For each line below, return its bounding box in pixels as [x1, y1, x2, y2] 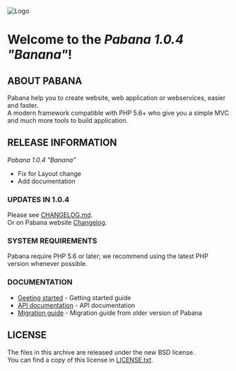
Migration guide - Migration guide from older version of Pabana [17, 309, 203, 317]
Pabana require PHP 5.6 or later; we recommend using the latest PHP [7, 252, 208, 260]
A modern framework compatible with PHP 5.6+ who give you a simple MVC [7, 109, 230, 117]
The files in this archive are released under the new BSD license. [7, 348, 196, 356]
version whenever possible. [7, 260, 88, 268]
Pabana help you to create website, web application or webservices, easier [7, 94, 226, 102]
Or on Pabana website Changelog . [7, 218, 107, 227]
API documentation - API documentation [17, 301, 136, 309]
